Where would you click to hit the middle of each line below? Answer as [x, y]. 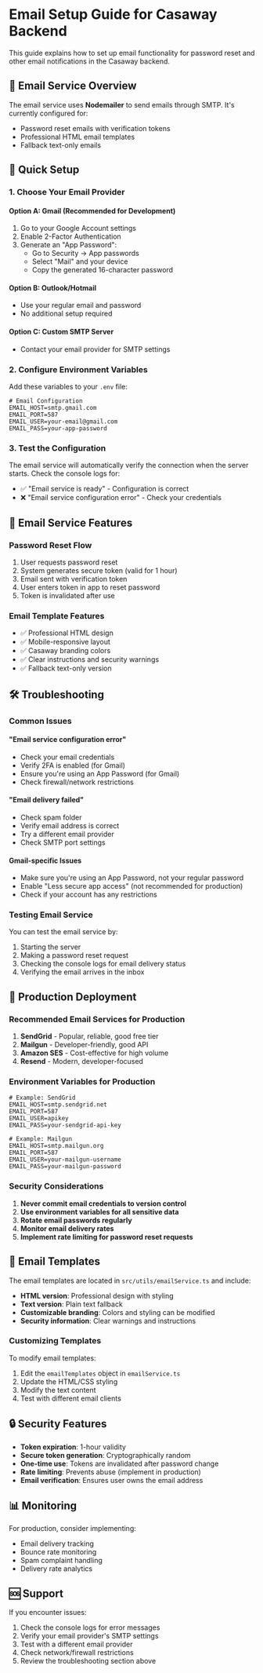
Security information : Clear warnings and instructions [108, 1321]
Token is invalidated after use [68, 595]
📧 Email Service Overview [73, 86]
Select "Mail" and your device [80, 261]
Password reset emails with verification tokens [95, 128]
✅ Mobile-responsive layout [65, 642]
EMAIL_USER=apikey [39, 1119]
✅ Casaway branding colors [65, 651]
